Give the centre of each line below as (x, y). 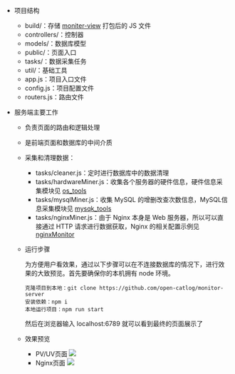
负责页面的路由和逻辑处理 (62, 127)
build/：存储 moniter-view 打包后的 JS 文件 (88, 26)
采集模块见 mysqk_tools (77, 208)
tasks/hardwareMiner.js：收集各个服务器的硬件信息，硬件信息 (126, 182)
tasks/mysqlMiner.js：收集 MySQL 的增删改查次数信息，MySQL (129, 199)
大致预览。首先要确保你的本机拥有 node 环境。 (106, 273)
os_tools (74, 191)
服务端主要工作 (36, 112)
